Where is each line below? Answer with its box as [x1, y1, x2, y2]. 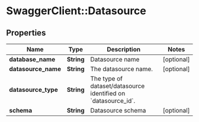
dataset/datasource [90, 82, 145, 90]
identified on [90, 89, 126, 97]
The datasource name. [90, 65, 153, 73]
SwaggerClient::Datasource [6, 4, 147, 18]
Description [106, 46, 141, 53]
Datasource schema [90, 107, 146, 114]
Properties [6, 28, 46, 38]
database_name [9, 55, 56, 63]
